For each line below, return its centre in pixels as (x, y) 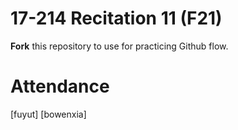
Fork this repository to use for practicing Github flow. (119, 46)
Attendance (60, 86)
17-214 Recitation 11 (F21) (116, 18)
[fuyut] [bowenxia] (48, 114)
